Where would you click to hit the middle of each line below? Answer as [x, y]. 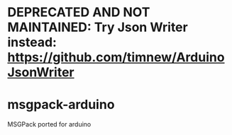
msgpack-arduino [61, 105]
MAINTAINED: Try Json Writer [98, 27]
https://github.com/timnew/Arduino [116, 58]
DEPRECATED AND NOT [79, 12]
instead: [32, 42]
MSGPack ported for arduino [49, 124]
